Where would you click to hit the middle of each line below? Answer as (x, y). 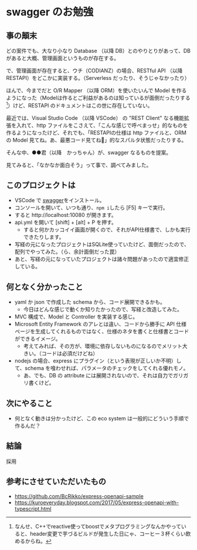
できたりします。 (44, 237)
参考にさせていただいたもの (56, 482)
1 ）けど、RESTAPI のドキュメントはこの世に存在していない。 (80, 105)
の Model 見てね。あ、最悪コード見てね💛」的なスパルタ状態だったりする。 (96, 140)
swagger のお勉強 (50, 12)
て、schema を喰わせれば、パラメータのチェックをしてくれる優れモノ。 (101, 368)
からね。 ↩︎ (38, 541)
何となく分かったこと (45, 286)
